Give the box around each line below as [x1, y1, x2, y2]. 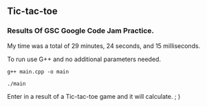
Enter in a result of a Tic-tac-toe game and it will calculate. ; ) [7, 92, 181, 100]
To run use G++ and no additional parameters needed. [7, 55, 162, 63]
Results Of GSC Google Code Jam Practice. [7, 26, 155, 36]
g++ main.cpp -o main [7, 68, 69, 75]
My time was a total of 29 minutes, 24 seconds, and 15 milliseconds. [7, 41, 201, 50]
